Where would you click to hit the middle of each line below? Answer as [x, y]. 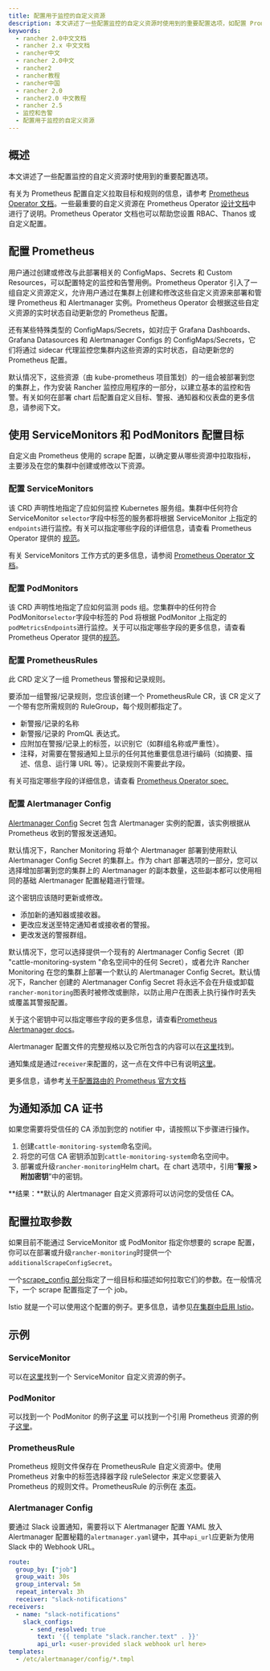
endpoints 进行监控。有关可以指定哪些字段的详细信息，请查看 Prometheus [130, 527]
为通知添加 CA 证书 [55, 1108]
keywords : [25, 31]
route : [19, 1562]
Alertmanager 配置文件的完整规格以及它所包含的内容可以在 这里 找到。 [123, 1046]
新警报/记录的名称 [49, 724]
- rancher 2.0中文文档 [51, 38]
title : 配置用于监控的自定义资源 [57, 16]
